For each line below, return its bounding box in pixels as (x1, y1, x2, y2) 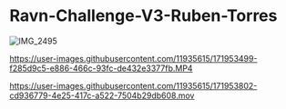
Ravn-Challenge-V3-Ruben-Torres (9, 5, 278, 26)
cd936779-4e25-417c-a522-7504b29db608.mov (9, 90, 195, 101)
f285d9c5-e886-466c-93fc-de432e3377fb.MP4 (9, 63, 193, 74)
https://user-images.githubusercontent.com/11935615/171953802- (9, 80, 258, 91)
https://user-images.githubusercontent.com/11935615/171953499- (9, 53, 258, 64)
